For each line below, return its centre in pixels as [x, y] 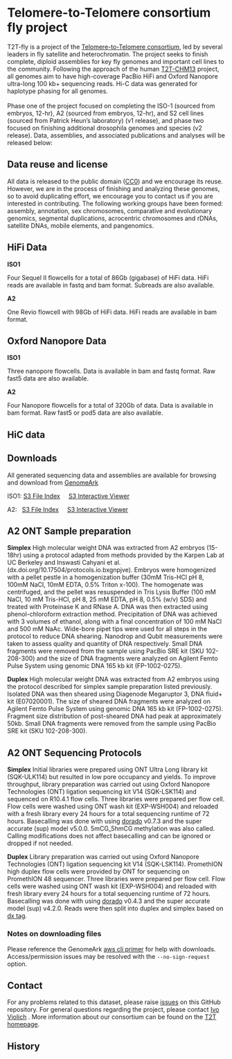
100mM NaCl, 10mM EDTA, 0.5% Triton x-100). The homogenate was [105, 585]
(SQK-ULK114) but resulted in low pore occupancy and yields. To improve [111, 777]
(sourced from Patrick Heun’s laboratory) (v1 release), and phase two [106, 120]
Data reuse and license [58, 165]
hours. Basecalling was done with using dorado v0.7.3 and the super [105, 822]
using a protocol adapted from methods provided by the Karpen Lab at [124, 555]
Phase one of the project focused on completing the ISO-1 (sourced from [111, 106]
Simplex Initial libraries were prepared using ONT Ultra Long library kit [107, 769]
